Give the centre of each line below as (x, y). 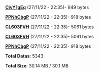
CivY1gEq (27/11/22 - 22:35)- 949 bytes (47, 7)
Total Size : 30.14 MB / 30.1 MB (37, 66)
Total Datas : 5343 (24, 56)
